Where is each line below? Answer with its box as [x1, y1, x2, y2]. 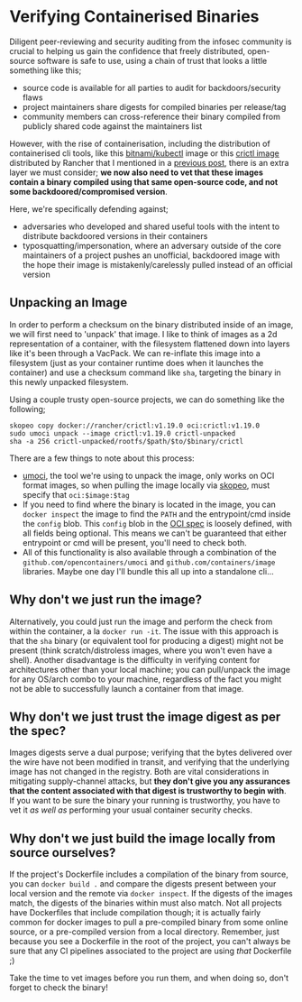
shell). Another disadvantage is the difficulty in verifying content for [9, 654, 261, 665]
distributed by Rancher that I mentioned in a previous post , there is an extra [9, 157, 289, 168]
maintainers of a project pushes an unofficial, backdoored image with [22, 250, 280, 261]
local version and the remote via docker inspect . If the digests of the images [9, 888, 293, 899]
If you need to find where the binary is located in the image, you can [22, 499, 277, 510]
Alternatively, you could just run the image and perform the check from [9, 616, 273, 627]
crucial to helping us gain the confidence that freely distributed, [9, 45, 246, 56]
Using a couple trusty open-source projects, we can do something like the [9, 394, 286, 405]
